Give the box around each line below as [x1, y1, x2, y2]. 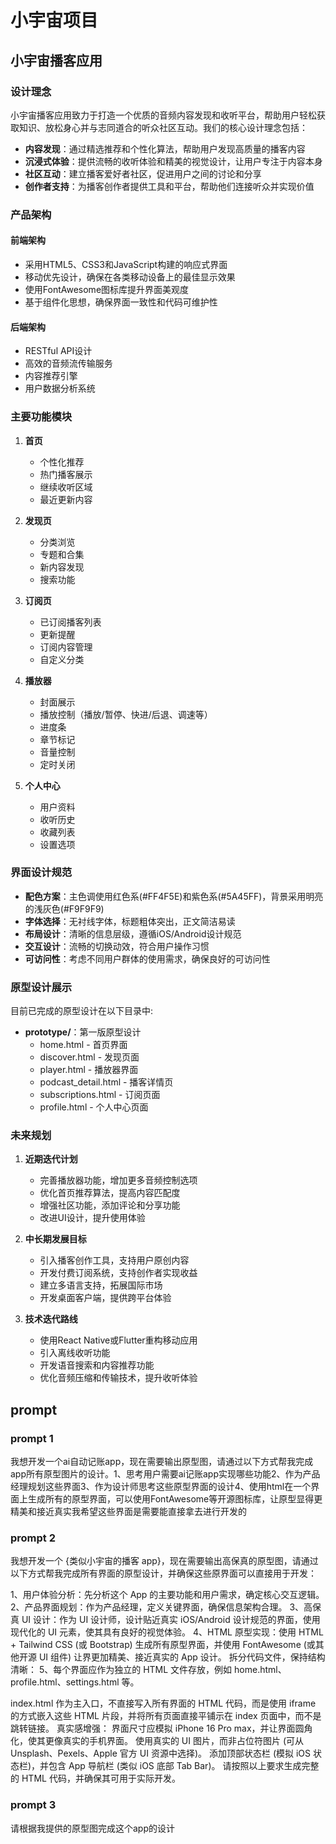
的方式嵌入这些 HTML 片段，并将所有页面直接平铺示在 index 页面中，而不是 [10, 1710, 322, 1722]
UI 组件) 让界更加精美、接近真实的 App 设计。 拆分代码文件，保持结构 [38, 1651, 326, 1663]
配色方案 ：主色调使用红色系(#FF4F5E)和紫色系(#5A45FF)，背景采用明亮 [24, 890, 324, 902]
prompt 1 [10, 1431, 54, 1445]
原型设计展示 [10, 980, 73, 994]
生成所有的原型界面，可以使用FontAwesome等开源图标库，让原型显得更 [27, 1493, 323, 1505]
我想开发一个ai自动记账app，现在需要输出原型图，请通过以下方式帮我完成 [10, 1456, 314, 1468]
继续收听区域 [39, 481, 93, 493]
